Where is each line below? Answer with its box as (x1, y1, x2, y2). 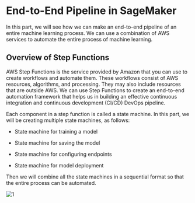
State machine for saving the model (14, 139, 100, 146)
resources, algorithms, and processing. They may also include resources (6, 80, 181, 87)
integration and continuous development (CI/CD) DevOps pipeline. (6, 99, 166, 106)
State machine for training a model (14, 128, 98, 135)
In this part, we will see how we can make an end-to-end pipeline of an (6, 23, 177, 30)
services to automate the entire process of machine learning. (6, 36, 153, 43)
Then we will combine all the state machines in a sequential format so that (6, 173, 184, 180)
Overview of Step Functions (6, 52, 110, 62)
